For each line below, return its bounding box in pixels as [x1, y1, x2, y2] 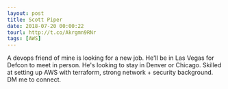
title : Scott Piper [7, 16, 63, 23]
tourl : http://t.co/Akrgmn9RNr [7, 29, 97, 36]
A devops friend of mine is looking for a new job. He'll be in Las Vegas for [7, 54, 214, 62]
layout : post [7, 10, 45, 17]
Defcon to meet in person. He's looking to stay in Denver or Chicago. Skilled [7, 61, 222, 69]
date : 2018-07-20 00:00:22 [7, 22, 84, 29]
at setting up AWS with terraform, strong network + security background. [7, 69, 214, 77]
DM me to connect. [7, 75, 62, 84]
